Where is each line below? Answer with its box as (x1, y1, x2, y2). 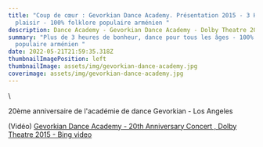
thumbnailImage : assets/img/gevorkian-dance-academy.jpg (8, 63, 198, 70)
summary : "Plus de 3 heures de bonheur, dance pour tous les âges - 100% (8, 33, 254, 41)
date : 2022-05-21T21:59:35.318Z (8, 48, 113, 56)
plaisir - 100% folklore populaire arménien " (15, 19, 170, 27)
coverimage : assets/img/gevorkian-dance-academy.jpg (8, 70, 184, 77)
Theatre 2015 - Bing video (8, 130, 92, 139)
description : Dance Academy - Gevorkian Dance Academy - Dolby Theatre (8, 26, 247, 34)
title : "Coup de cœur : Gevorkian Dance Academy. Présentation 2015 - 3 (8, 11, 250, 20)
